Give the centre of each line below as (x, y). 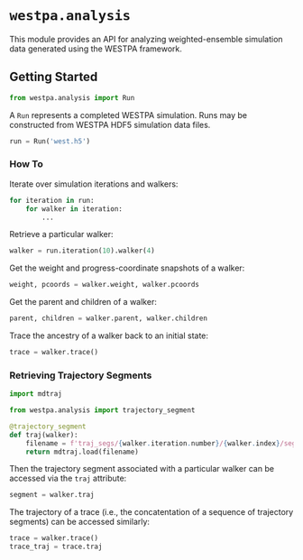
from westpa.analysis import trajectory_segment (102, 410)
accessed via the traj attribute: (68, 478)
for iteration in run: (52, 200)
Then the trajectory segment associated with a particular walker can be (142, 469)
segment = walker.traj (52, 495)
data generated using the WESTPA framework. (96, 49)
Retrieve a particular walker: (62, 234)
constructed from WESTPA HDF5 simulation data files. (110, 124)
